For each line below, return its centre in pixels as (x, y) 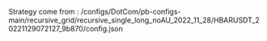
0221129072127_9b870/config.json (66, 29)
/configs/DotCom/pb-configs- (131, 12)
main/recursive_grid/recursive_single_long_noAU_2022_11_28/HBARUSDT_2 (134, 20)
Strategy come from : (44, 12)
